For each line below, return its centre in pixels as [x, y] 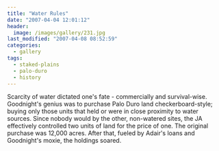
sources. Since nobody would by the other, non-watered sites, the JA [105, 119]
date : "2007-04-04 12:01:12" [49, 20]
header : [18, 26]
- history [27, 77]
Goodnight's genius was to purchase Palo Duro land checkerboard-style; [110, 104]
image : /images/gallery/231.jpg [60, 33]
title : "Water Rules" [38, 13]
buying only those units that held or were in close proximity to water [103, 111]
